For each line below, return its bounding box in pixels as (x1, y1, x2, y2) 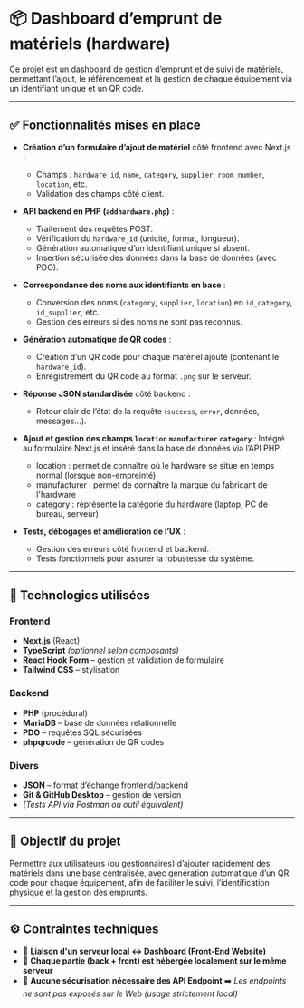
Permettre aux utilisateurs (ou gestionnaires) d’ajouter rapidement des (9, 858, 271, 868)
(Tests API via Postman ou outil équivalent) (22, 800, 184, 810)
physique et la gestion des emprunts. (9, 887, 147, 897)
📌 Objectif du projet (9, 834, 121, 849)
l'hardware (35, 489, 77, 499)
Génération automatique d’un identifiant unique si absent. (35, 242, 251, 253)
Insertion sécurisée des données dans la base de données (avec (35, 252, 278, 263)
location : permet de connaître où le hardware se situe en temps (35, 460, 275, 470)
